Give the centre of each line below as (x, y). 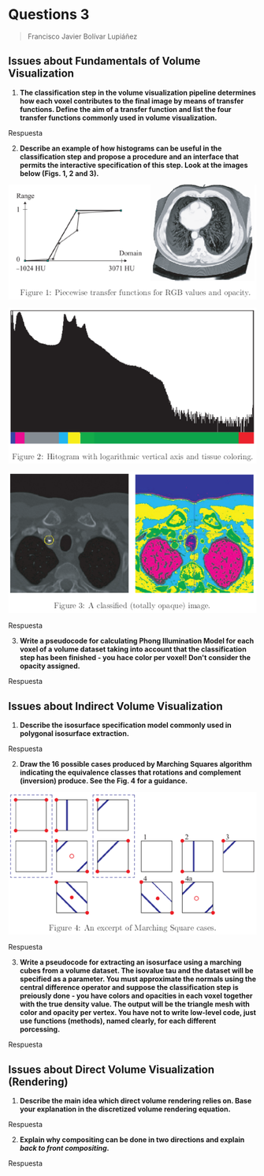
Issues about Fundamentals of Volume (104, 61)
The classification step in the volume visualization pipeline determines (138, 92)
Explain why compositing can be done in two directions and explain (132, 1140)
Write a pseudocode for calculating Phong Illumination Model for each (137, 641)
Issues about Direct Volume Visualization (112, 1069)
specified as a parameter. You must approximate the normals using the (138, 979)
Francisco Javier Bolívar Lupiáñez (82, 36)
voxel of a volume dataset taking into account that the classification (133, 649)
